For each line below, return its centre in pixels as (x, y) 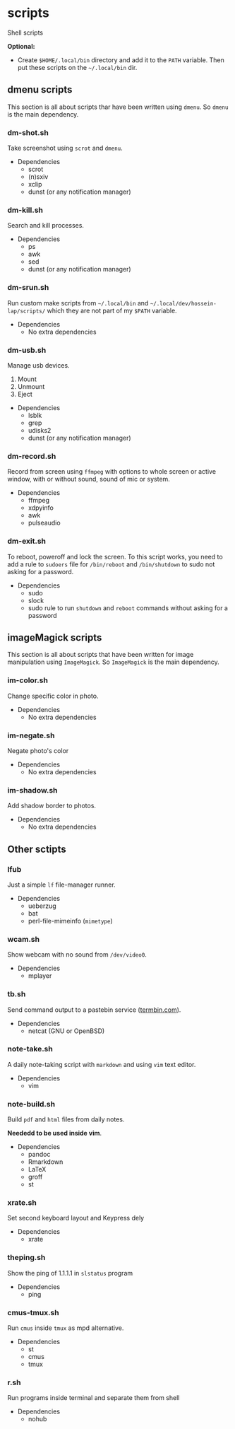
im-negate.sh (31, 735)
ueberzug (42, 906)
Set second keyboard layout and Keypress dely (76, 1218)
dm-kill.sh (25, 210)
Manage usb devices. (38, 365)
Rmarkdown (46, 1162)
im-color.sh (28, 680)
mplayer (40, 976)
